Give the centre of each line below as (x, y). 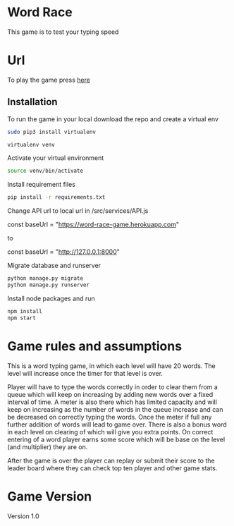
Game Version (50, 496)
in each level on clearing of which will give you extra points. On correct (110, 432)
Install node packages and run (51, 298)
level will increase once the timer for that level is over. (85, 373)
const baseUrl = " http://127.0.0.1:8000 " (63, 252)
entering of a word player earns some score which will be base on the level (116, 439)
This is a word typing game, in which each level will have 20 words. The (112, 366)
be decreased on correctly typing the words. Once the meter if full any (110, 417)
